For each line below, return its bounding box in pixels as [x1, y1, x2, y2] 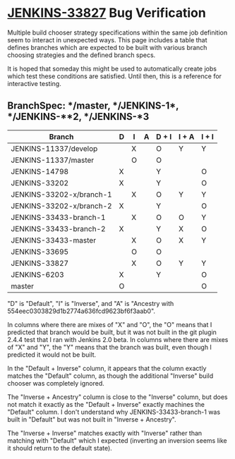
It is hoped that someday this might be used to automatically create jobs [7, 64, 217, 73]
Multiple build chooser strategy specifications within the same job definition [7, 28, 228, 37]
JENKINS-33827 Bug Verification [7, 5, 206, 21]
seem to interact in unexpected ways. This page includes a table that [7, 35, 207, 44]
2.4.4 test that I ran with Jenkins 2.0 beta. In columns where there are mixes [7, 335, 229, 343]
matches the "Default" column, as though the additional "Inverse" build [7, 372, 214, 380]
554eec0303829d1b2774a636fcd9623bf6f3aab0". [7, 307, 156, 315]
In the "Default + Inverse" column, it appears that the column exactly [7, 364, 207, 372]
